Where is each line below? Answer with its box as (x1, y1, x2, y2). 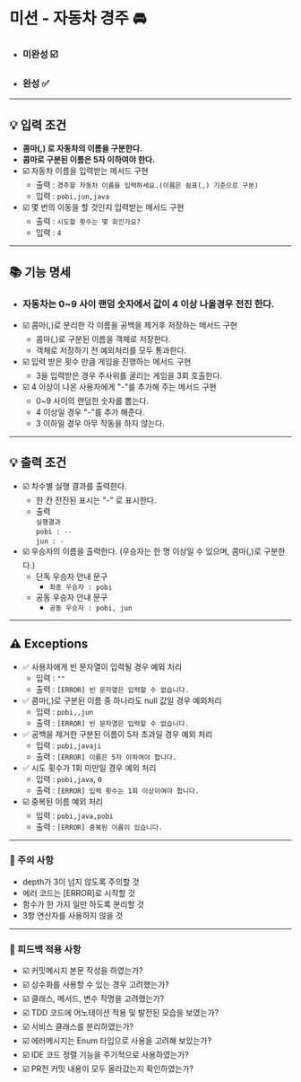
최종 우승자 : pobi (48, 583, 113, 592)
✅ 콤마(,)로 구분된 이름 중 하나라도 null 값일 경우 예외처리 (21, 695, 222, 706)
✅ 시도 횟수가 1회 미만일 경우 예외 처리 (21, 762, 157, 773)
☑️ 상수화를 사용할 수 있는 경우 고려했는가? (21, 980, 170, 990)
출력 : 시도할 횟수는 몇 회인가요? (35, 216, 142, 227)
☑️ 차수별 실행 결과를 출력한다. (21, 480, 127, 491)
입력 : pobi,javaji (35, 740, 102, 751)
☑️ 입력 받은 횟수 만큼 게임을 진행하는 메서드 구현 (21, 356, 192, 366)
